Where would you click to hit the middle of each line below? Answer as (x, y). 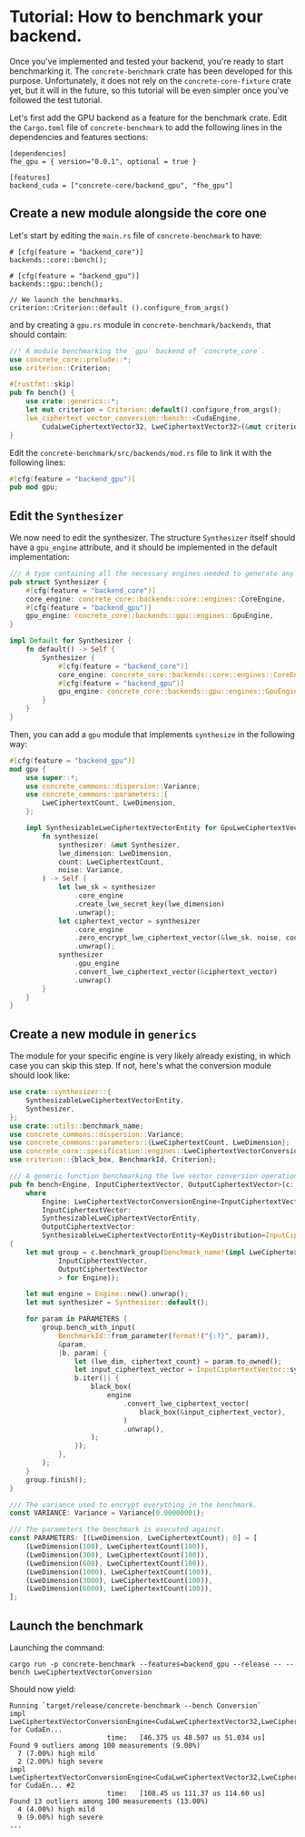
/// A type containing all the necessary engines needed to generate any (152, 574)
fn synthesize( (71, 836)
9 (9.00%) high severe (60, 1817)
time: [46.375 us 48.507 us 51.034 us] (186, 1737)
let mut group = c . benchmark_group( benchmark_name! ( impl (136, 1252)
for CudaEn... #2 (42, 1785)
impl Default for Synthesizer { (70, 641)
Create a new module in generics (103, 1034)
